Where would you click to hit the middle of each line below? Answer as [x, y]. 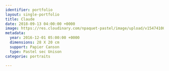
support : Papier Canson [34, 47]
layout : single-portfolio [32, 14]
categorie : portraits [28, 56]
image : [12, 28]
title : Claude [20, 19]
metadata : [16, 33]
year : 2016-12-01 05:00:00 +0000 [45, 38]
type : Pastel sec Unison [36, 51]
